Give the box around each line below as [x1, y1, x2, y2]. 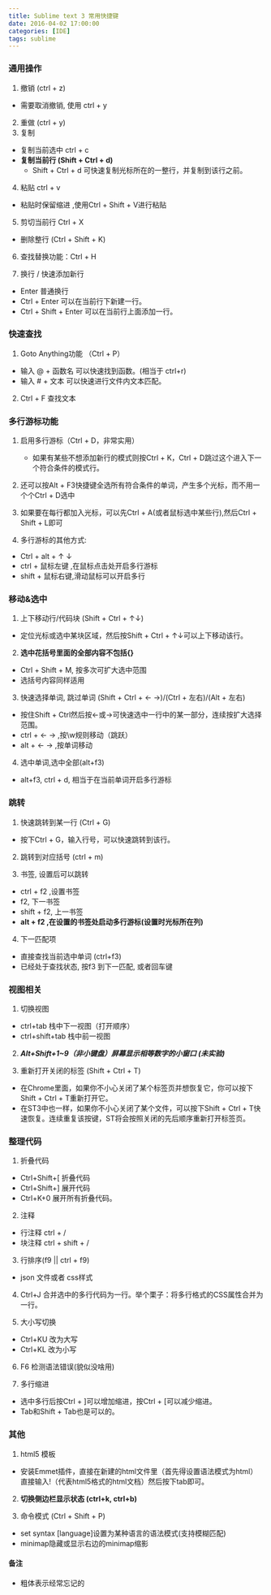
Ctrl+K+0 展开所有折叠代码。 [19, 1194, 117, 1203]
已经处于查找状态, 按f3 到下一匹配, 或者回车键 [19, 961, 173, 971]
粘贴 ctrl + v [19, 182, 61, 192]
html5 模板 [19, 1449, 56, 1458]
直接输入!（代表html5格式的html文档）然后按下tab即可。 [19, 1476, 209, 1486]
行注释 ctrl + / [19, 1228, 67, 1237]
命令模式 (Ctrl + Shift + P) [19, 1510, 105, 1520]
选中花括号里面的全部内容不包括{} [19, 648, 134, 658]
